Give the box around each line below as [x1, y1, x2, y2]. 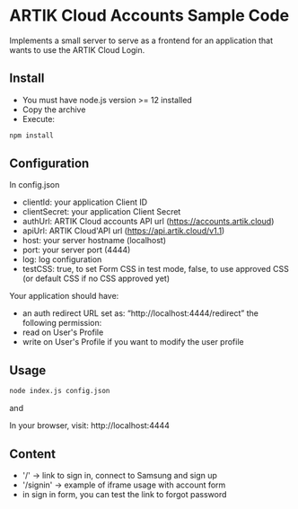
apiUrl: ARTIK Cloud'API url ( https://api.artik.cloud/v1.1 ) [22, 225, 225, 236]
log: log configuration [22, 254, 102, 265]
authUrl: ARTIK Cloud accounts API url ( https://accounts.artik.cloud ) [22, 216, 275, 227]
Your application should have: [9, 291, 119, 302]
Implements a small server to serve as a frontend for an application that [9, 35, 274, 46]
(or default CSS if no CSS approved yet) [22, 273, 171, 284]
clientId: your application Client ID [22, 197, 148, 207]
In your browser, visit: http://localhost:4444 [9, 420, 171, 431]
